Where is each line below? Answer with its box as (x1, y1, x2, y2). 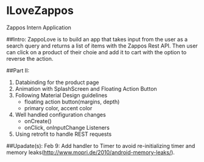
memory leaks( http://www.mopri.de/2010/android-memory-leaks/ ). (6, 149, 175, 156)
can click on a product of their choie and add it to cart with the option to (6, 48, 187, 55)
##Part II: (6, 66, 30, 74)
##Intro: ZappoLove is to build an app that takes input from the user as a (6, 35, 188, 43)
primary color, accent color (24, 104, 93, 111)
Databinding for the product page (15, 79, 99, 86)
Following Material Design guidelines (15, 91, 108, 99)
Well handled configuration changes (15, 111, 107, 118)
